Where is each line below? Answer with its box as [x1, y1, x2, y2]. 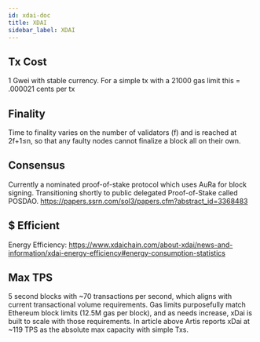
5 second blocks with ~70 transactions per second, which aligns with [8, 292, 233, 301]
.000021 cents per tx [8, 84, 75, 94]
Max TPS [8, 271, 53, 285]
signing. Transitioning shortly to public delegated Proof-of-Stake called [8, 187, 238, 197]
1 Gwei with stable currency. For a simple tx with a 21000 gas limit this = [8, 76, 241, 85]
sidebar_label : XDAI [8, 26, 76, 34]
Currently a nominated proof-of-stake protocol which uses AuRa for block [8, 180, 247, 189]
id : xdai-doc [8, 11, 51, 20]
